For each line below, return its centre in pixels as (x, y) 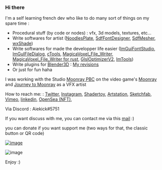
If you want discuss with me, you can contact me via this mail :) (70, 119)
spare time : (17, 23)
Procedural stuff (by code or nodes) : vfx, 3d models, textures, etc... (82, 33)
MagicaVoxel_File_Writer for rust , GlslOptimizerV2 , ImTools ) (73, 59)
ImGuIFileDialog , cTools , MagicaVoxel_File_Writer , (63, 54)
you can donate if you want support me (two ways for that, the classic (77, 128)
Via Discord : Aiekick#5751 (32, 109)
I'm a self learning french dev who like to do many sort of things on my (77, 18)
